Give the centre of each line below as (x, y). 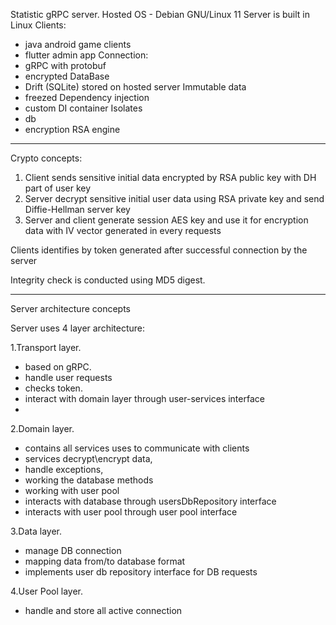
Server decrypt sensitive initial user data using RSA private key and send (174, 198)
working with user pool (72, 490)
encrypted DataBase (67, 76)
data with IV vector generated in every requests (123, 230)
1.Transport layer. (46, 347)
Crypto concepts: (46, 158)
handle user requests (68, 377)
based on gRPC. (58, 367)
